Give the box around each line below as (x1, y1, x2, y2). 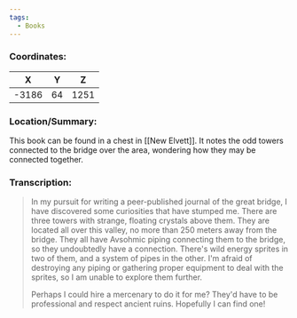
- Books (17, 21, 46, 30)
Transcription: (9, 177, 73, 189)
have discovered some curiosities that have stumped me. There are (30, 206, 277, 217)
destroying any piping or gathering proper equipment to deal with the (30, 263, 284, 274)
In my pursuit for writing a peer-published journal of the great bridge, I (30, 196, 288, 207)
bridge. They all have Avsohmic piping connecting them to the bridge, (30, 235, 286, 245)
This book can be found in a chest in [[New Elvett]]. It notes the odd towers (9, 135, 284, 147)
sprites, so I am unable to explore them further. (30, 272, 202, 282)
